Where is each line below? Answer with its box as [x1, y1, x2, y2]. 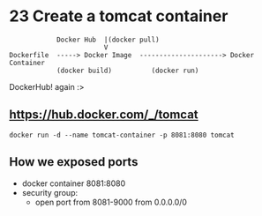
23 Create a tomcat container [9, 6, 228, 26]
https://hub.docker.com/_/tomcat [9, 108, 198, 123]
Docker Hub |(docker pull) [56, 35, 161, 44]
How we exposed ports [9, 154, 138, 169]
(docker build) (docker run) [56, 66, 199, 75]
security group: [21, 187, 78, 197]
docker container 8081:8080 [21, 178, 126, 189]
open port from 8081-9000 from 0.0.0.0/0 [34, 197, 188, 207]
